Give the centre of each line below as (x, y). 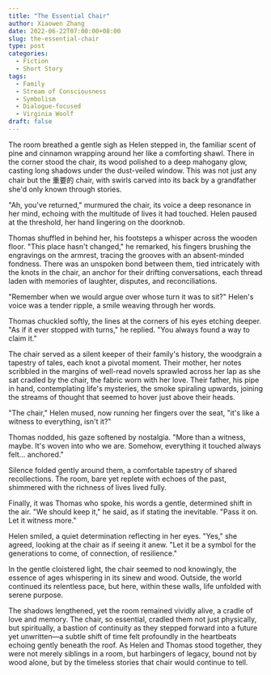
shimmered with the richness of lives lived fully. (88, 487)
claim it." (23, 338)
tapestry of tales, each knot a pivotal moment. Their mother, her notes (125, 363)
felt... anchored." (36, 454)
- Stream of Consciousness (61, 91)
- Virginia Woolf (45, 114)
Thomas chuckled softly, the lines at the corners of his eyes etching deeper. (135, 320)
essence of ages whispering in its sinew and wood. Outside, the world (125, 578)
